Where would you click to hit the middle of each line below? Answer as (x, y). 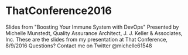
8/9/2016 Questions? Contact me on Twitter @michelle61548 (79, 46)
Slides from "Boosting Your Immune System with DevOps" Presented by (92, 27)
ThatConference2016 (59, 11)
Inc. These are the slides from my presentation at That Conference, (87, 39)
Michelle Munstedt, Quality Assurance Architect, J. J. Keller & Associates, (94, 33)
